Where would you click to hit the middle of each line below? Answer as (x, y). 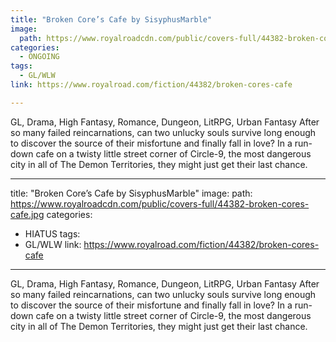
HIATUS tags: (52, 233)
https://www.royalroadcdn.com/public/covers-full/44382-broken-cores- (160, 203)
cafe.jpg (27, 214)
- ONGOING (39, 57)
